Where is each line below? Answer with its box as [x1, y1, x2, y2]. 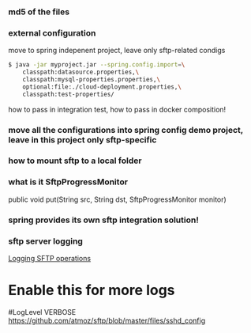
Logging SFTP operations [8, 253, 92, 263]
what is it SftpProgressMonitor [8, 176, 129, 187]
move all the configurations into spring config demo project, [8, 124, 243, 135]
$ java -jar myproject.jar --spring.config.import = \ [8, 61, 185, 69]
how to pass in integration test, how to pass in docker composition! [8, 104, 227, 114]
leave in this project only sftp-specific [8, 134, 157, 145]
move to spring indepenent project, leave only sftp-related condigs [8, 46, 226, 55]
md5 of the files [8, 6, 69, 17]
